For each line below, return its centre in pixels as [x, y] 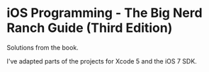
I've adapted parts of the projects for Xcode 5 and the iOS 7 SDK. [102, 61]
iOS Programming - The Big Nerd [104, 13]
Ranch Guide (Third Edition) [90, 28]
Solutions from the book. [43, 47]
